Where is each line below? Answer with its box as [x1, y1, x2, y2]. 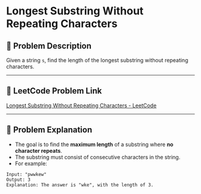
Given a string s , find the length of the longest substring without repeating [6, 57, 188, 63]
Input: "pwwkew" [6, 171, 47, 177]
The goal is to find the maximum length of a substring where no [14, 141, 173, 148]
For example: [14, 160, 47, 167]
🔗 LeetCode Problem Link [6, 86, 102, 96]
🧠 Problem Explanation [6, 125, 93, 135]
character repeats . [14, 147, 63, 154]
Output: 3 [6, 177, 31, 183]
